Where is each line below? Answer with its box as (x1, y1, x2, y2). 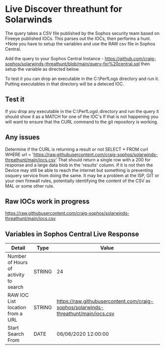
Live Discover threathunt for (5, 3, 122, 15)
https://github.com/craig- (105, 55, 156, 61)
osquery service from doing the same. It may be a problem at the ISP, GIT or (5, 172, 160, 178)
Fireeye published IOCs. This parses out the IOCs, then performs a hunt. (5, 36, 151, 41)
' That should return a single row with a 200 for (55, 156, 151, 162)
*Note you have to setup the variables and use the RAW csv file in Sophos (5, 40, 156, 46)
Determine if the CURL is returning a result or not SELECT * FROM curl (5, 146, 148, 152)
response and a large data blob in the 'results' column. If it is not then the (5, 162, 153, 168)
